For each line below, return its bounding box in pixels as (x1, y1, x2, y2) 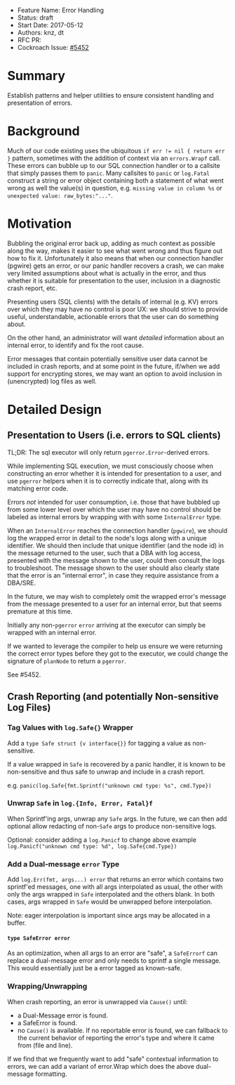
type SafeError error (7, 935, 71, 942)
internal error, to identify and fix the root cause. (7, 341, 144, 349)
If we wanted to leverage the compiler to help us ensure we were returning (7, 642, 223, 650)
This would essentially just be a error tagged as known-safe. (7, 964, 182, 973)
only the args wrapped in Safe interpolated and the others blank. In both (7, 890, 215, 899)
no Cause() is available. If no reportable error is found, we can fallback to (17, 1026, 228, 1034)
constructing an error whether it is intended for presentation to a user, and (7, 469, 222, 477)
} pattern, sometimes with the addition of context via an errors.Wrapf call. (7, 154, 221, 162)
